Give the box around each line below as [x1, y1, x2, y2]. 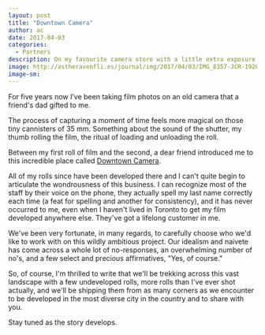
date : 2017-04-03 [8, 33, 65, 42]
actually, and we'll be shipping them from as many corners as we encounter [8, 285, 255, 295]
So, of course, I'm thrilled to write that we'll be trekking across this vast [8, 269, 239, 278]
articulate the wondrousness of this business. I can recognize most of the [8, 179, 247, 189]
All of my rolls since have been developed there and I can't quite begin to [8, 171, 246, 181]
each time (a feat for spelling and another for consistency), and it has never [8, 196, 253, 206]
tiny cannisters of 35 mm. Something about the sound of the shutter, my [8, 124, 242, 133]
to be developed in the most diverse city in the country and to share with [8, 293, 244, 303]
